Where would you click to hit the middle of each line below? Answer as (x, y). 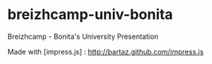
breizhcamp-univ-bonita (91, 15)
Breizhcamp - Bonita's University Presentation (83, 36)
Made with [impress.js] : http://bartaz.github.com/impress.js (106, 51)
